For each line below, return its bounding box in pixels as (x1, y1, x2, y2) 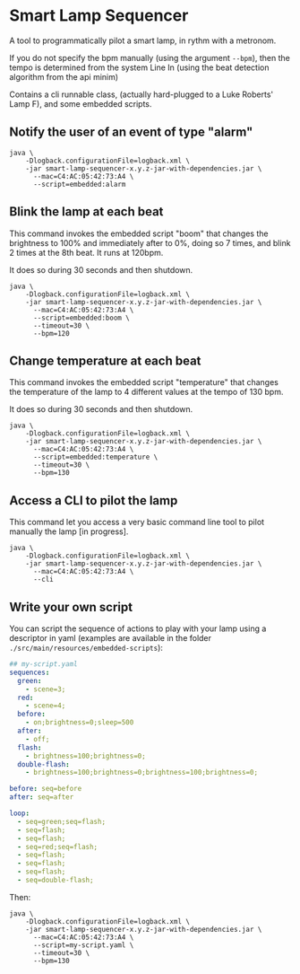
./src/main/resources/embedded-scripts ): (9, 643, 164, 653)
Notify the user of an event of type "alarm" (9, 125, 253, 140)
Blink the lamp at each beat (9, 204, 164, 220)
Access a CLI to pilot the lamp (9, 493, 178, 508)
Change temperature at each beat (9, 353, 201, 368)
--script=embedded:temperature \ (32, 452, 159, 462)
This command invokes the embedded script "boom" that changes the (9, 228, 269, 239)
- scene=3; (25, 684, 66, 694)
